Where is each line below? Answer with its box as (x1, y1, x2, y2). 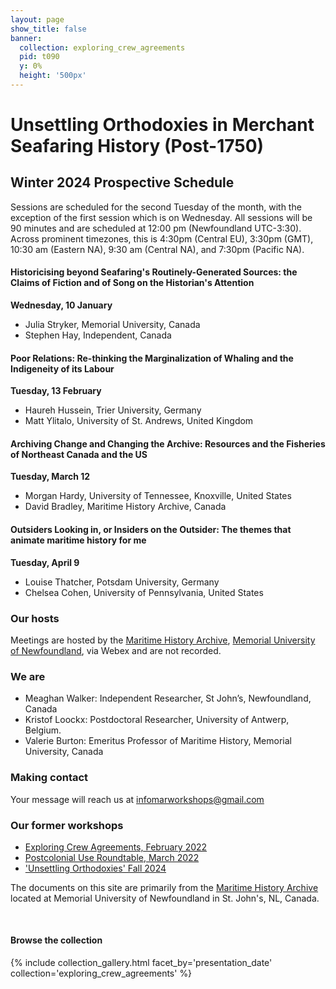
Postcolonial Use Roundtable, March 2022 (24, 851, 200, 863)
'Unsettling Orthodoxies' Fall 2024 (24, 862, 167, 874)
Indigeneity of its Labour (10, 362, 115, 375)
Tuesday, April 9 (10, 556, 80, 568)
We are (10, 669, 46, 683)
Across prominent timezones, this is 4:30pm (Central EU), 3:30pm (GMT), (10, 232, 314, 245)
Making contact (10, 771, 89, 785)
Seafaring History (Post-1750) (10, 135, 265, 158)
